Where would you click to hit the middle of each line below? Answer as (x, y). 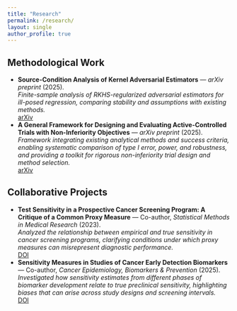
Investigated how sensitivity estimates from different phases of (110, 277)
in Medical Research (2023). (59, 224)
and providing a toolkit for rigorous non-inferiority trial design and (114, 155)
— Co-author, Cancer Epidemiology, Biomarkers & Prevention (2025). (119, 270)
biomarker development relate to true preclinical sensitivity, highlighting (122, 285)
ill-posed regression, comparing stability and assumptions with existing (122, 102)
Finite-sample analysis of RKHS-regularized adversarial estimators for (121, 95)
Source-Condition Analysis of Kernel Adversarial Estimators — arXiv (121, 80)
